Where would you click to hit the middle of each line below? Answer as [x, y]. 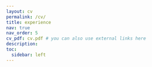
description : [22, 44]
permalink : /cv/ [26, 17]
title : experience [29, 22]
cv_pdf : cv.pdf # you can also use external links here [76, 38]
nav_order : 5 [22, 33]
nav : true [18, 28]
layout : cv [19, 11]
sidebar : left [29, 55]
